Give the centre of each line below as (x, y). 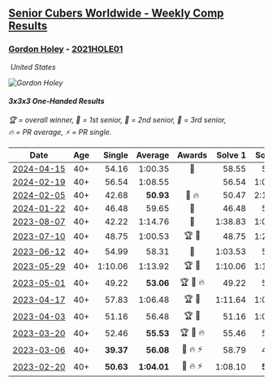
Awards (193, 155)
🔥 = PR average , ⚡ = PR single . (60, 132)
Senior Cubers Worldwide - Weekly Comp (116, 13)
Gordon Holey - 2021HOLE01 (66, 50)
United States (33, 67)
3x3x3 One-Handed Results (56, 102)
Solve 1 (231, 155)
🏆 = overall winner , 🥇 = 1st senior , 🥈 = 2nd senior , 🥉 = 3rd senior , (117, 119)
